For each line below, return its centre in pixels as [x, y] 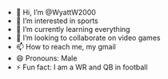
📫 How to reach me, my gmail [66, 47]
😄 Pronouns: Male [46, 58]
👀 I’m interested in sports [57, 21]
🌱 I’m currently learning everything [73, 29]
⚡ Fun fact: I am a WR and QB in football [82, 67]
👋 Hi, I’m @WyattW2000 [56, 12]
